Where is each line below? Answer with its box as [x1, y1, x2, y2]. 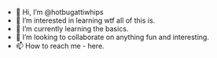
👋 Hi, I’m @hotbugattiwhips [15, 8, 104, 16]
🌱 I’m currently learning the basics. [15, 24, 129, 33]
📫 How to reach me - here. [15, 42, 105, 50]
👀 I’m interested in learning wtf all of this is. [15, 16, 156, 25]
